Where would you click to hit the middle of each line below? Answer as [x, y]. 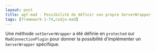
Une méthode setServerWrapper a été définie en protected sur [70, 34]
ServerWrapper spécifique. [33, 44]
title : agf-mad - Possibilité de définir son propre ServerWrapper [78, 15]
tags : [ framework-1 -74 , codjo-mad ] [42, 19]
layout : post [19, 10]
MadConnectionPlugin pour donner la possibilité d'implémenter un [73, 39]
